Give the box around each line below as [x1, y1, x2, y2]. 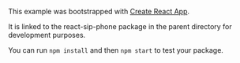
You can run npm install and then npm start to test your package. [8, 46, 223, 54]
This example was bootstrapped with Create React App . [8, 7, 190, 16]
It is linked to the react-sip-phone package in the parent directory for [8, 22, 233, 31]
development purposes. [8, 31, 86, 39]
